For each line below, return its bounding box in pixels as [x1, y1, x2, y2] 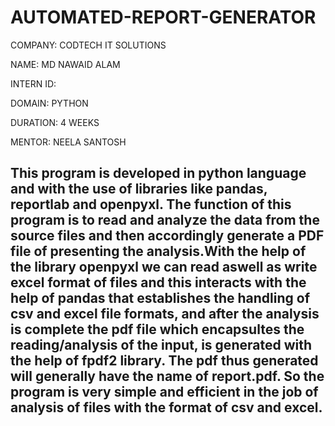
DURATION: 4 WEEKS [10, 116, 100, 128]
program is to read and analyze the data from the [10, 212, 320, 229]
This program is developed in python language [10, 165, 307, 182]
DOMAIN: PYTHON [10, 97, 89, 109]
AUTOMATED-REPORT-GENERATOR [10, 6, 317, 29]
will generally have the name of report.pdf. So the [10, 368, 325, 385]
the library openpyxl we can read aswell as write [10, 259, 318, 276]
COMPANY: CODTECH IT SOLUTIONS [10, 39, 167, 51]
